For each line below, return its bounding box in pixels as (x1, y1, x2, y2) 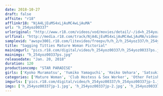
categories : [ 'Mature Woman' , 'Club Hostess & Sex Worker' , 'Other (5, 75, 145, 80)
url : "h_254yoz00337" (5, 25, 49, 30)
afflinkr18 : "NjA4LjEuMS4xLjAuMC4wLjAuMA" (5, 20, 92, 26)
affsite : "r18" (5, 16, 36, 21)
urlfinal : (5, 34, 25, 39)
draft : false (5, 12, 32, 16)
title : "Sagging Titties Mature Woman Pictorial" (5, 43, 108, 48)
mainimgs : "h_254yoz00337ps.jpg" (5, 52, 73, 57)
